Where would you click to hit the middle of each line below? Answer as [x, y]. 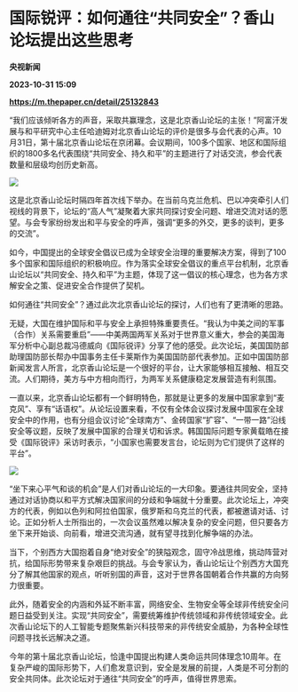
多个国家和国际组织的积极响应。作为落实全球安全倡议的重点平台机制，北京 [145, 263]
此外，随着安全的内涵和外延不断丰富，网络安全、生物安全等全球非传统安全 [145, 604]
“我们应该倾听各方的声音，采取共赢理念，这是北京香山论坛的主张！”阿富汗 [145, 120]
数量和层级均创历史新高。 [56, 164]
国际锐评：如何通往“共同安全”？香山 [142, 18]
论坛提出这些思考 [72, 40]
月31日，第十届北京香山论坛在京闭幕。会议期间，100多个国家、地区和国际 [144, 142]
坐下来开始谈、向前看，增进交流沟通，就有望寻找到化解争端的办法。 [133, 533]
